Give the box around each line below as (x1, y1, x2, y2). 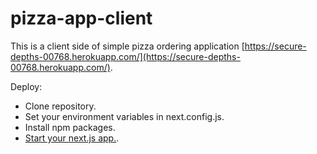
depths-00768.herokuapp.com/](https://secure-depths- (10, 50, 241, 62)
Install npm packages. (24, 121, 116, 133)
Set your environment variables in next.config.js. (24, 110, 225, 122)
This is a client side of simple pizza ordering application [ (10, 40, 245, 52)
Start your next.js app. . (24, 132, 120, 144)
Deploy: (10, 80, 43, 92)
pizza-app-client (10, 7, 153, 30)
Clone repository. (24, 100, 97, 112)
